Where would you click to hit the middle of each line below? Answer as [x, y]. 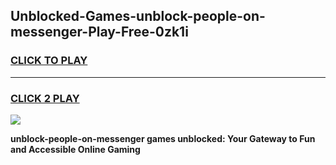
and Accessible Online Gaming [75, 149]
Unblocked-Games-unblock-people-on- [138, 16]
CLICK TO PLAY [49, 61]
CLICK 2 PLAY [45, 98]
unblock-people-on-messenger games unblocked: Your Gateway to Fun [163, 138]
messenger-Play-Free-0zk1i [99, 32]
